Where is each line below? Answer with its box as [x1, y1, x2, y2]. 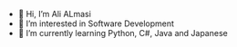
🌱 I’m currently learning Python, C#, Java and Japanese [17, 28, 228, 38]
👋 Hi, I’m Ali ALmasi [17, 9, 91, 19]
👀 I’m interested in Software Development [17, 18, 175, 29]
